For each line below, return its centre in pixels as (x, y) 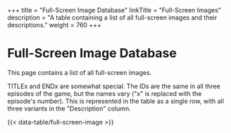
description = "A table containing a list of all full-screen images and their (112, 17)
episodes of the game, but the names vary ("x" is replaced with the (105, 93)
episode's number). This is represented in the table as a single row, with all (115, 101)
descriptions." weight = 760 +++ (55, 25)
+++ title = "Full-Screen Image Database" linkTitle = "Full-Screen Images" (114, 10)
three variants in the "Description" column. (69, 108)
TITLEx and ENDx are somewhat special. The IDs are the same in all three (114, 86)
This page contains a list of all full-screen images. (80, 72)
